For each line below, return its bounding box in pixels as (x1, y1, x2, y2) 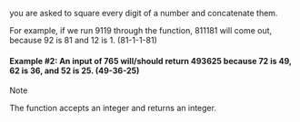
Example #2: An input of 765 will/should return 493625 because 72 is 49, (9, 55, 293, 66)
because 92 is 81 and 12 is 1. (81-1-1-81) (9, 35, 157, 45)
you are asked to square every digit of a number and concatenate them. (9, 8, 278, 18)
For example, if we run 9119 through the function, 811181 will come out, (9, 25, 273, 35)
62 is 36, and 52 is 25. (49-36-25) (9, 65, 140, 76)
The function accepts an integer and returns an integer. (9, 103, 216, 114)
